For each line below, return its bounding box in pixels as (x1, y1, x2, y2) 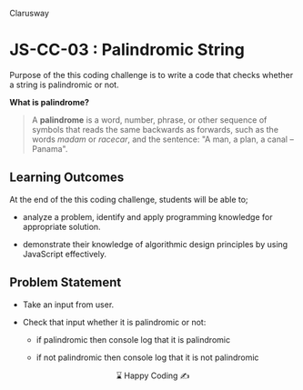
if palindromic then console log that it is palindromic (35, 334, 230, 345)
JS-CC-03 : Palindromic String (9, 40, 246, 60)
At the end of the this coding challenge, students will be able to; (9, 194, 248, 205)
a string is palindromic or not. (9, 79, 120, 90)
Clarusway (9, 8, 50, 18)
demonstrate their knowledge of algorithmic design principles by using (22, 238, 288, 249)
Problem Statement (9, 275, 122, 290)
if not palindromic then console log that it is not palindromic (35, 352, 259, 363)
